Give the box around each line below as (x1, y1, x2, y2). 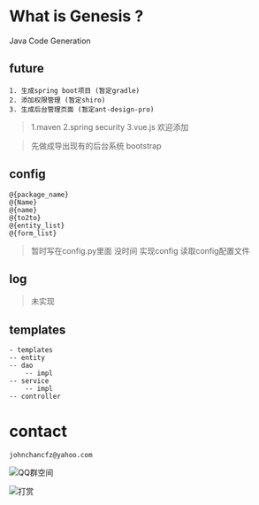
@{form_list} (9, 228, 57, 238)
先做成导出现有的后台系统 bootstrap (30, 140, 162, 151)
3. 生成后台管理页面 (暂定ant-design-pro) (9, 104, 155, 114)
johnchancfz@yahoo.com (9, 451, 93, 460)
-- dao (9, 361, 34, 371)
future (9, 61, 44, 76)
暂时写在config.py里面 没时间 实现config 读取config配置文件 (30, 245, 250, 256)
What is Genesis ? (9, 6, 144, 27)
